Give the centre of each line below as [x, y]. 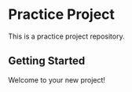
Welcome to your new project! [57, 79]
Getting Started [47, 61]
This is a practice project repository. [66, 36]
